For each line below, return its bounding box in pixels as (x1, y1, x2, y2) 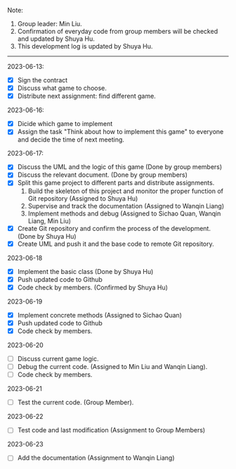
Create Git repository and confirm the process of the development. (17, 224, 211, 232)
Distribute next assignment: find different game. (17, 92, 156, 101)
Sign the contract (17, 76, 68, 84)
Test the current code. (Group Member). (17, 398, 134, 407)
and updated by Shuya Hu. (17, 35, 95, 43)
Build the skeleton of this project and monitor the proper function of (27, 187, 223, 195)
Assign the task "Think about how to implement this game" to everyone (17, 127, 224, 136)
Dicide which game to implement (17, 120, 113, 128)
